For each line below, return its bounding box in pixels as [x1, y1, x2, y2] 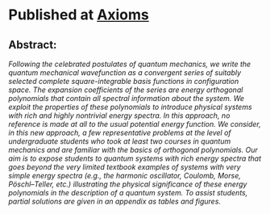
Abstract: [8, 38, 57, 52]
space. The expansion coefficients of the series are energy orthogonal [8, 85, 243, 94]
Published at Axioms [8, 6, 149, 24]
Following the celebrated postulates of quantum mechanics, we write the [8, 59, 251, 69]
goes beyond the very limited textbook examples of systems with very [8, 162, 241, 171]
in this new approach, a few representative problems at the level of [8, 128, 231, 137]
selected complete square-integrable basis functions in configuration [8, 77, 239, 86]
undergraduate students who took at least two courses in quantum [8, 136, 231, 146]
